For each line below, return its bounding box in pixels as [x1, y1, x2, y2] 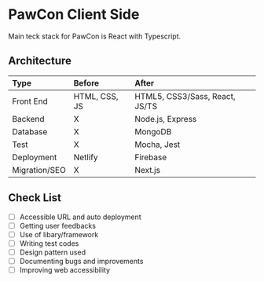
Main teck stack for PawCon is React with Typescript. [8, 31, 181, 41]
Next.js [134, 164, 161, 175]
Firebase [134, 152, 167, 163]
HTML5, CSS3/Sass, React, [134, 90, 236, 101]
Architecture [8, 54, 72, 68]
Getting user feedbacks [19, 221, 97, 230]
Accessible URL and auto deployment [19, 212, 141, 222]
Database [12, 126, 48, 137]
